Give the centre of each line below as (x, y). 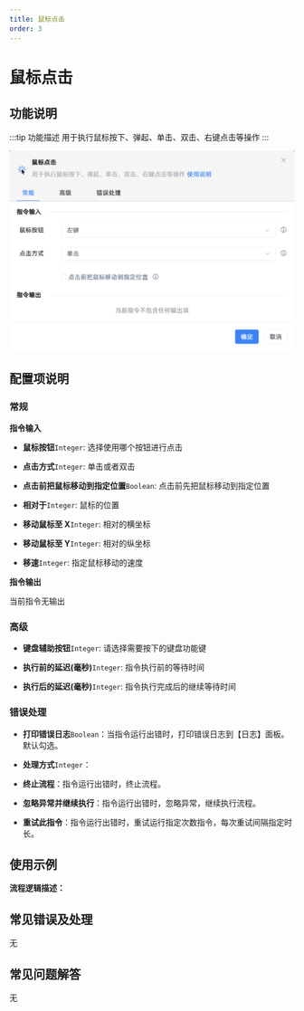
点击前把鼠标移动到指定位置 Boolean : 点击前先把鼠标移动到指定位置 (146, 486)
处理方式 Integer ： (57, 764)
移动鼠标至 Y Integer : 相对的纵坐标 (86, 544)
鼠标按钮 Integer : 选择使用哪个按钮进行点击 (102, 447)
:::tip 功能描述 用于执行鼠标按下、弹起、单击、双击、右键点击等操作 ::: (139, 137)
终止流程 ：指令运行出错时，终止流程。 (94, 784)
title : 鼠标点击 (37, 19)
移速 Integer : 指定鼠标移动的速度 (82, 563)
